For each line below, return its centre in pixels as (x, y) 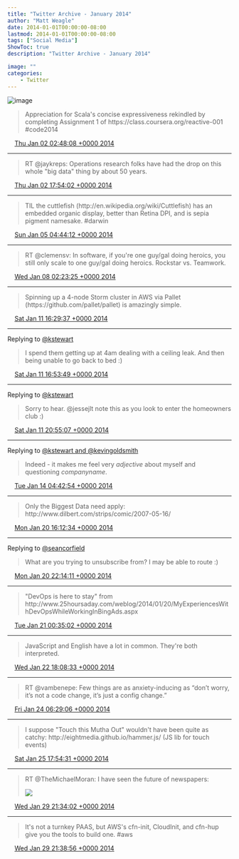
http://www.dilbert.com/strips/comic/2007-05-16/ (98, 514)
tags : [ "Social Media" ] (43, 41)
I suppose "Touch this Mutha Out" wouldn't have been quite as (117, 729)
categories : (25, 73)
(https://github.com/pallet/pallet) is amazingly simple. (103, 305)
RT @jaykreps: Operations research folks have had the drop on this (123, 163)
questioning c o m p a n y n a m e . (66, 472)
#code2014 (41, 129)
